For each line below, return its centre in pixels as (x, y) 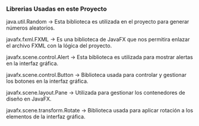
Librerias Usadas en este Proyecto (56, 9)
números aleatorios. (31, 28)
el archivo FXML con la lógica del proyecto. (59, 46)
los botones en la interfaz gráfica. (47, 81)
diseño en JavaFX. (29, 99)
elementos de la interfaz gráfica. (46, 117)
